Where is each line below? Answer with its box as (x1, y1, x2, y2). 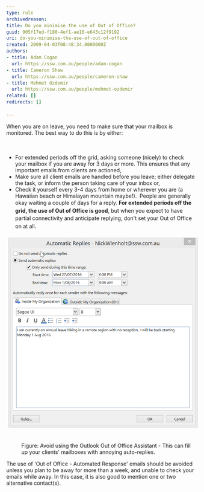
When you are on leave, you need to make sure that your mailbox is (6, 123, 173, 130)
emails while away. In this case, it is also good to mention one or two (6, 473, 176, 481)
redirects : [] (6, 99, 42, 105)
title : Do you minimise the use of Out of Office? (6, 22, 136, 28)
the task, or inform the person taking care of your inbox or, (14, 179, 161, 187)
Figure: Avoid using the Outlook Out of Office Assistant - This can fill (21, 442, 191, 450)
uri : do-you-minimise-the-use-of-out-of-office (6, 35, 128, 42)
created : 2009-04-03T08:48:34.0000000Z (6, 42, 107, 48)
